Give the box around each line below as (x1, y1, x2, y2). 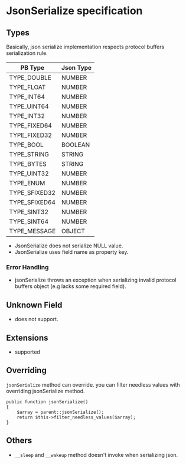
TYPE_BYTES (9, 160, 47, 168)
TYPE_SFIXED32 (9, 189, 56, 197)
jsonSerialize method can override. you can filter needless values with (6, 381, 180, 388)
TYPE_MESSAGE (9, 227, 56, 235)
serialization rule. (6, 50, 48, 57)
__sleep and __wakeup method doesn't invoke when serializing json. (14, 451, 178, 458)
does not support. (14, 316, 58, 323)
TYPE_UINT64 (9, 102, 49, 110)
